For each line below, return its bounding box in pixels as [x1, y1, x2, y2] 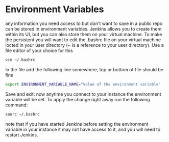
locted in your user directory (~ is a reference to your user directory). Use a [5, 42, 164, 48]
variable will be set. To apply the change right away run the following [5, 96, 150, 102]
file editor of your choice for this [5, 47, 73, 53]
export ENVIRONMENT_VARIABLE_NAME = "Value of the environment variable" [5, 81, 161, 87]
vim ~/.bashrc [5, 57, 36, 62]
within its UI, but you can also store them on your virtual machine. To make [5, 31, 162, 37]
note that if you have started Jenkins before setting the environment [5, 121, 149, 127]
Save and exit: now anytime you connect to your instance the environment [5, 91, 161, 97]
